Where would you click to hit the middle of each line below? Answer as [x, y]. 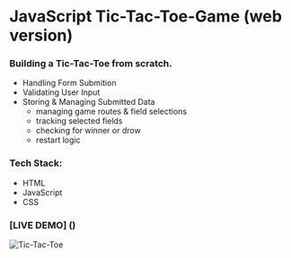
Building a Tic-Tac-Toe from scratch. [91, 64]
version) [41, 35]
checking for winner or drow [88, 131]
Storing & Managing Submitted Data [88, 102]
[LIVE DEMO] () [43, 225]
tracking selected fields [79, 121]
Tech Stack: [36, 163]
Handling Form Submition [69, 83]
